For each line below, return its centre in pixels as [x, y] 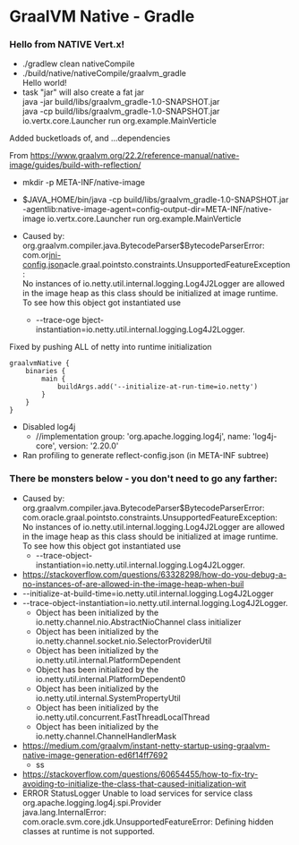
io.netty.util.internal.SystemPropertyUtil [108, 698]
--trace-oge [58, 320]
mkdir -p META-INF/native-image [84, 183]
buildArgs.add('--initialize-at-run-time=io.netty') [157, 387]
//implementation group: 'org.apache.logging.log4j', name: [143, 437]
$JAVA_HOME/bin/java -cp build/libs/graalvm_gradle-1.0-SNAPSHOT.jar [155, 200]
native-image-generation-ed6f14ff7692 [95, 755]
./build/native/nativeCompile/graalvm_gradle [104, 73]
